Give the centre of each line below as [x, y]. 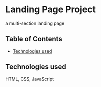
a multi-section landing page [35, 23]
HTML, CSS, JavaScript [30, 79]
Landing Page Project [51, 9]
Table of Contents [34, 39]
